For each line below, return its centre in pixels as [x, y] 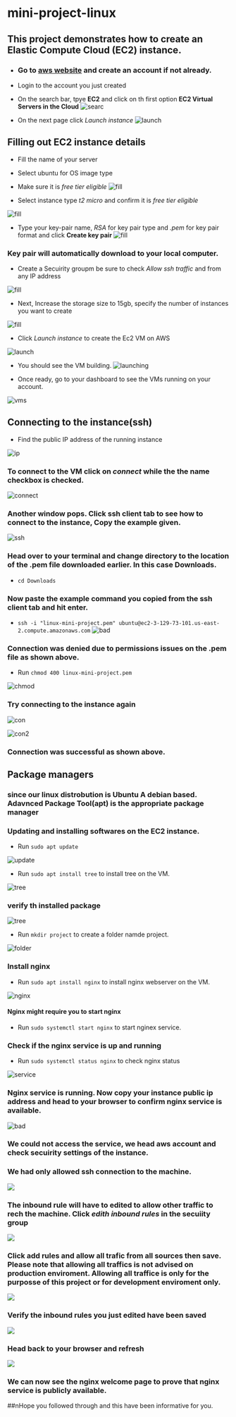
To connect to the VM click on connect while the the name [108, 471]
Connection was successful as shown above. [86, 752]
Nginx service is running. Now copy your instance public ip [110, 1093]
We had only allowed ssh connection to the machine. [99, 1172]
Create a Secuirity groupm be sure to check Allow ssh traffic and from [119, 268]
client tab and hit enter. [48, 607]
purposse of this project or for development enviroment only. [114, 1282]
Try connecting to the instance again [72, 705]
